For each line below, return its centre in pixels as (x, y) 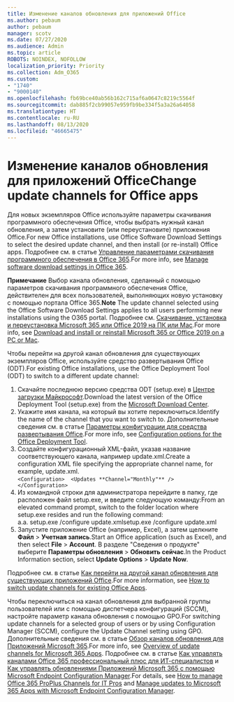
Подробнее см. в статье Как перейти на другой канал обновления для (113, 573)
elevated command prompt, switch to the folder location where (108, 507)
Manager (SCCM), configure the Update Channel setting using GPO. (105, 631)
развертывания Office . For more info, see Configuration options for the (119, 434)
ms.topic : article (34, 53)
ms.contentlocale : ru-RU (43, 118)
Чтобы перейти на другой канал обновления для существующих (104, 354)
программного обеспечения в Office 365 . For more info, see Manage (108, 259)
